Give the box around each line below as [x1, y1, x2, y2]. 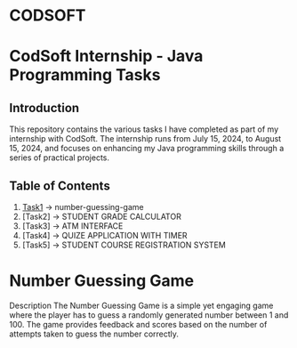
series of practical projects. [9, 152, 109, 163]
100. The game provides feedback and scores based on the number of [9, 319, 268, 329]
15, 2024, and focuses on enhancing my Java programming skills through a [9, 143, 285, 154]
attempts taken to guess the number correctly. [9, 328, 180, 339]
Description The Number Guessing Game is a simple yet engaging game [9, 300, 274, 311]
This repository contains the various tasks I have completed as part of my [9, 124, 279, 134]
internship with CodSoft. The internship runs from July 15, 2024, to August [9, 134, 282, 144]
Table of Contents [9, 178, 111, 193]
